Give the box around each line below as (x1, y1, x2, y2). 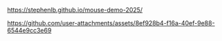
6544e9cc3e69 (7, 27, 52, 34)
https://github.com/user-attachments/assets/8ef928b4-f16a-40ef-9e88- (7, 19, 216, 27)
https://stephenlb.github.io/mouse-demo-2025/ (7, 6, 143, 14)
